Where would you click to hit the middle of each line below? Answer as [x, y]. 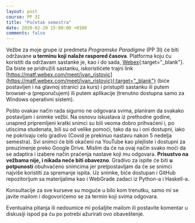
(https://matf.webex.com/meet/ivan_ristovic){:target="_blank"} [81, 81]
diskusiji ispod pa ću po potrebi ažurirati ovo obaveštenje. [75, 214]
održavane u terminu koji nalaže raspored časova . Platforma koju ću [89, 56]
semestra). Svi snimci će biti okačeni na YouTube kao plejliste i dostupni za [96, 142]
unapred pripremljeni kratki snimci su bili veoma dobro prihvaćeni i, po [90, 123]
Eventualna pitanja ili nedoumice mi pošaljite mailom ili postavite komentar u [97, 208]
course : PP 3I [23, 17]
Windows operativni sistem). [40, 99]
